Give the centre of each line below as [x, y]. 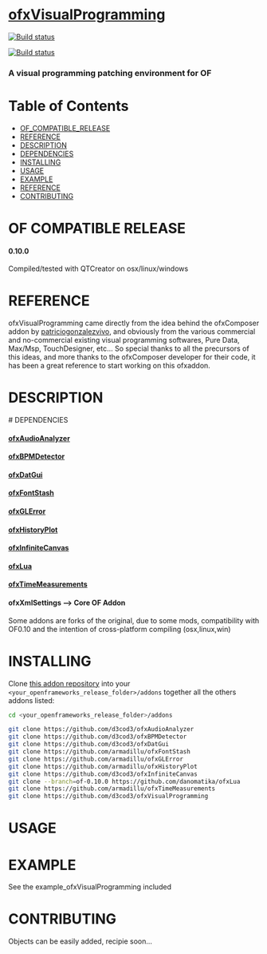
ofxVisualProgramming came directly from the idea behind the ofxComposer [134, 323]
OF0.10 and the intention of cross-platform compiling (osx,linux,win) [120, 629]
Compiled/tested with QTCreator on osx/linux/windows [98, 268]
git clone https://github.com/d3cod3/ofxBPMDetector [98, 737]
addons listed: [31, 700]
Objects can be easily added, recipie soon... [80, 941]
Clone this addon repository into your [69, 683]
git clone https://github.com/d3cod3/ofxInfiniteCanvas [103, 774]
